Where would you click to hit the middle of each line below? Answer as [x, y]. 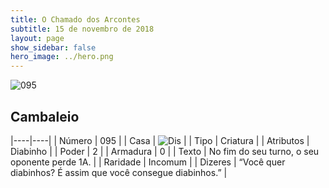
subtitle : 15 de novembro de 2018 [82, 29]
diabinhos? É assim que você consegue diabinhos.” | [119, 172]
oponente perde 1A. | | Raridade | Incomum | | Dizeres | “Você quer [148, 162]
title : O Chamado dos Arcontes [75, 19]
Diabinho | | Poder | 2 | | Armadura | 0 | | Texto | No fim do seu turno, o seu [165, 151]
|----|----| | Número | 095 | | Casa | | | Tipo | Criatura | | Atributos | [160, 140]
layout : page [37, 38]
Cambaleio [45, 116]
